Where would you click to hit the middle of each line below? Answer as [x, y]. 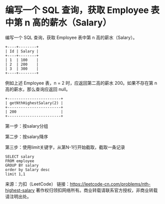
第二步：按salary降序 [27, 136]
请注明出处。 [18, 196]
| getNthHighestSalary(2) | [34, 103]
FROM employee [20, 161]
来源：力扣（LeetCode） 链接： [38, 184]
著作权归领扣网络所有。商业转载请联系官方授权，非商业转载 [97, 190]
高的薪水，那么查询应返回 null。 [38, 89]
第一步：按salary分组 [27, 126]
